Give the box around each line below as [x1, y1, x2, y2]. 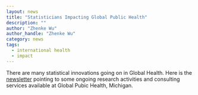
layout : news [6, 8, 39, 15]
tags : [6, 42, 20, 48]
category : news [6, 36, 44, 42]
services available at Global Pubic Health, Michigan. [6, 81, 133, 89]
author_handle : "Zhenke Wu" [6, 31, 76, 37]
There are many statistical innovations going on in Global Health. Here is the [6, 69, 192, 76]
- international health [11, 47, 70, 53]
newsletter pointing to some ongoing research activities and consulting [6, 75, 180, 83]
